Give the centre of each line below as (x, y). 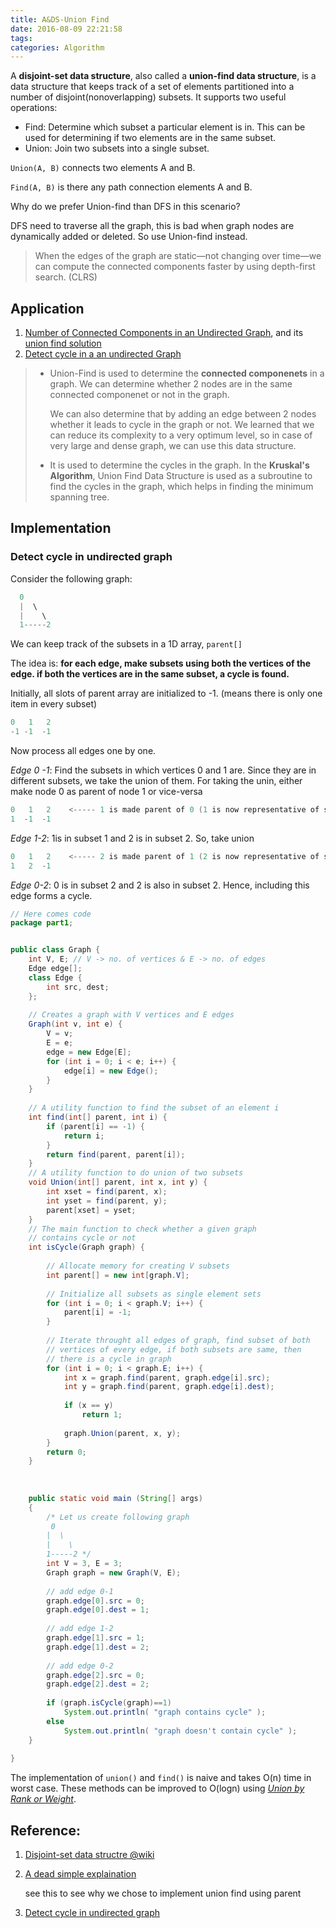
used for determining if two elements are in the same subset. (150, 138)
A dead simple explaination (80, 1874)
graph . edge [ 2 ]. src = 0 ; (95, 1675)
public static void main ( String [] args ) (115, 1498)
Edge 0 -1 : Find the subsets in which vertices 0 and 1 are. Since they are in (163, 770)
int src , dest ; (78, 987)
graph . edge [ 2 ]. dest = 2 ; (98, 1684)
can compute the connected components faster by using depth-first (175, 267)
